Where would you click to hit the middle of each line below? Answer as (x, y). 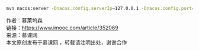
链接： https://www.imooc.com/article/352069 (62, 28)
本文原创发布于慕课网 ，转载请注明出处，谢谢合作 (67, 42)
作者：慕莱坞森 (24, 20)
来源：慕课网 (22, 35)
